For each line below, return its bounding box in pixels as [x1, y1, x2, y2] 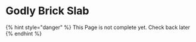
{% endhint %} [5, 30, 42, 37]
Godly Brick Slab [5, 4, 90, 18]
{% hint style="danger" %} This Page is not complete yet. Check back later [5, 24, 190, 31]
